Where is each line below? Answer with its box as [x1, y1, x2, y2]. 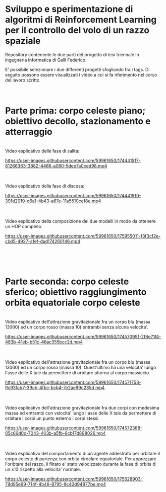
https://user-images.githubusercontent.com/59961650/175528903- [5, 476, 143, 482]
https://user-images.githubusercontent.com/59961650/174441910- [5, 192, 141, 198]
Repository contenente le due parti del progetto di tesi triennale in [5, 51, 140, 58]
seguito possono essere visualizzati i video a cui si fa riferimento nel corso [5, 72, 158, 78]
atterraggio [5, 126, 53, 138]
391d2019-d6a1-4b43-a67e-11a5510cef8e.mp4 [5, 198, 102, 204]
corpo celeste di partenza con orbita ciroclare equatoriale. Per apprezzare [5, 456, 157, 462]
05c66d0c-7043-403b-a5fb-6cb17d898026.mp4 [5, 430, 106, 436]
